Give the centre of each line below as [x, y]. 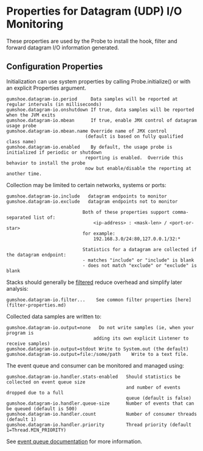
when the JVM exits [31, 115]
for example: [99, 233]
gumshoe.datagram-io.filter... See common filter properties [89, 300]
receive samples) [28, 343]
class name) [21, 141]
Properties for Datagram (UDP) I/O [94, 11]
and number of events [153, 387]
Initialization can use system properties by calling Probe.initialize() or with [98, 81]
